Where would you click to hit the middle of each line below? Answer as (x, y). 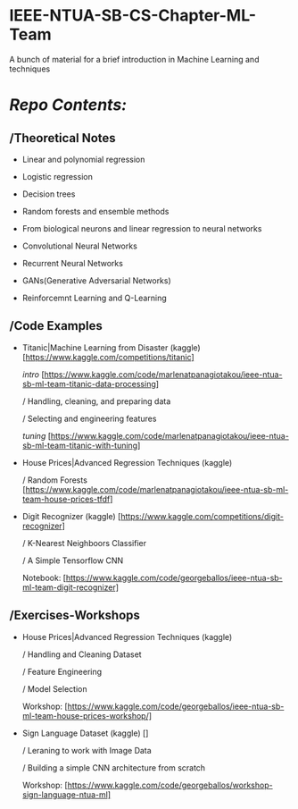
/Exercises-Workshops (75, 615)
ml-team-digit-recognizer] (70, 587)
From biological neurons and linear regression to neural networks (142, 228)
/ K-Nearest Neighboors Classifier (84, 543)
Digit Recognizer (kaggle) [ (71, 516)
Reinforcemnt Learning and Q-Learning (94, 298)
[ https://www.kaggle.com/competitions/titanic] (108, 357)
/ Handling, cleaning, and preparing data (96, 401)
